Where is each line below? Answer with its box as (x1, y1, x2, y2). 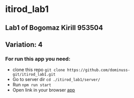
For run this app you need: (5, 55, 71, 62)
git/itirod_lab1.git (12, 72, 56, 77)
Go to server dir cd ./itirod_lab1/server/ (12, 76, 100, 82)
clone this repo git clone (12, 66, 65, 73)
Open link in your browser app (12, 87, 75, 93)
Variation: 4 (5, 40, 43, 48)
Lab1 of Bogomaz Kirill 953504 (5, 23, 103, 32)
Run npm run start (12, 81, 52, 88)
